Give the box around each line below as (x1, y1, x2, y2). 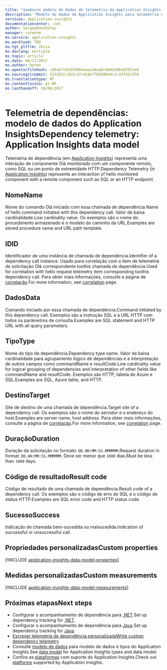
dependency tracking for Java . (12, 628, 76, 634)
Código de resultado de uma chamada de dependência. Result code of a (5, 486, 153, 492)
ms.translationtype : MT (5, 77, 55, 82)
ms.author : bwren (5, 63, 41, 68)
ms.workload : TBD (5, 40, 41, 45)
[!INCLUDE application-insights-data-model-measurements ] (5, 585, 129, 590)
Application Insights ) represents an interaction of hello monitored (5, 171, 138, 177)
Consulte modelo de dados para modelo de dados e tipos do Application (12, 644, 161, 650)
